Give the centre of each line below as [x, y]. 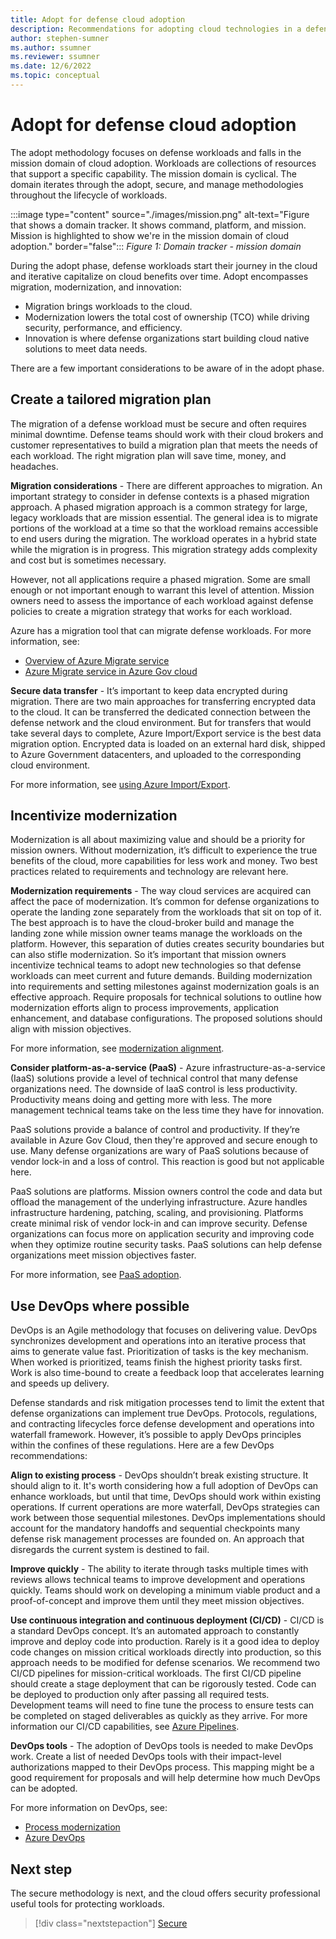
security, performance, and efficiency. [103, 327]
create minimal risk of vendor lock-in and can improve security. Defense [159, 1223]
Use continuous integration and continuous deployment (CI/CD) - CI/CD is [167, 1620]
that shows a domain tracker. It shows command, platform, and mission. [158, 225]
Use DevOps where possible [100, 1306]
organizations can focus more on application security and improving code [162, 1234]
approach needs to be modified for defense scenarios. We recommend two [165, 1663]
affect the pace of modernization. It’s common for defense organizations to [165, 902]
